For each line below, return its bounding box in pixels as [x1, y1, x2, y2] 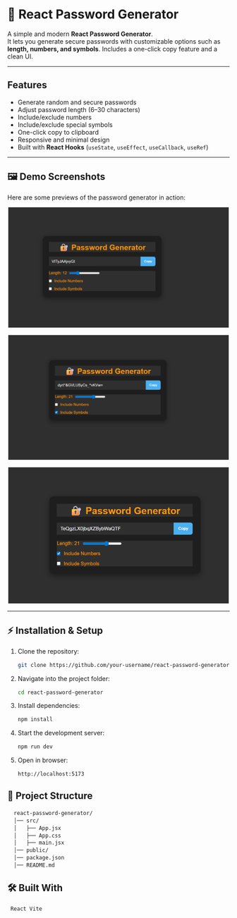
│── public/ [13, 847, 49, 854]
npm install [17, 716, 53, 723]
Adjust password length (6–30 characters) [17, 105, 141, 114]
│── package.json [13, 855, 65, 862]
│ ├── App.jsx [13, 824, 61, 831]
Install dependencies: [17, 702, 80, 710]
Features [7, 79, 47, 91]
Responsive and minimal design [17, 135, 110, 144]
